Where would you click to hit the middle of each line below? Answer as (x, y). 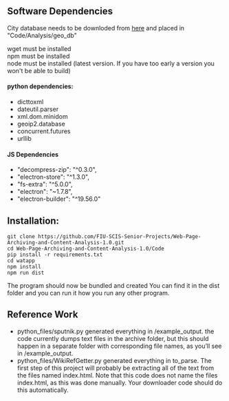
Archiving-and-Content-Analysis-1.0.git (66, 243)
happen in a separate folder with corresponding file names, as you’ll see (119, 346)
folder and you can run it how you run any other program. (88, 293)
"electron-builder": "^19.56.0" (59, 199)
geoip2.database (41, 124)
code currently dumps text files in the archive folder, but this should (113, 338)
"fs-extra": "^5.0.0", (45, 184)
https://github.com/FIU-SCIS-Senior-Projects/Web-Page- (119, 237)
